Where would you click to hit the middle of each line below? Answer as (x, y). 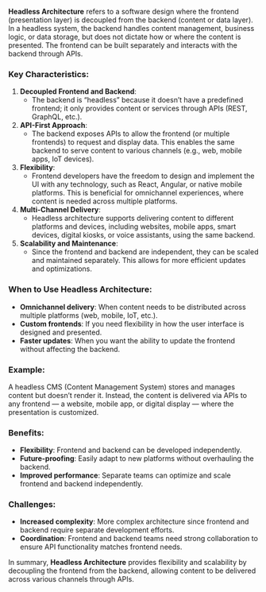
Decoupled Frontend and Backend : (78, 91)
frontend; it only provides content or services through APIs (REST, (139, 108)
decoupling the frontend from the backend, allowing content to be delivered (132, 571)
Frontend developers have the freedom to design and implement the (143, 176)
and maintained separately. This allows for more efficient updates (139, 261)
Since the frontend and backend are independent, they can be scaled (145, 252)
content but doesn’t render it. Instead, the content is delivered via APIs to (128, 395)
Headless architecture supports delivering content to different (133, 219)
